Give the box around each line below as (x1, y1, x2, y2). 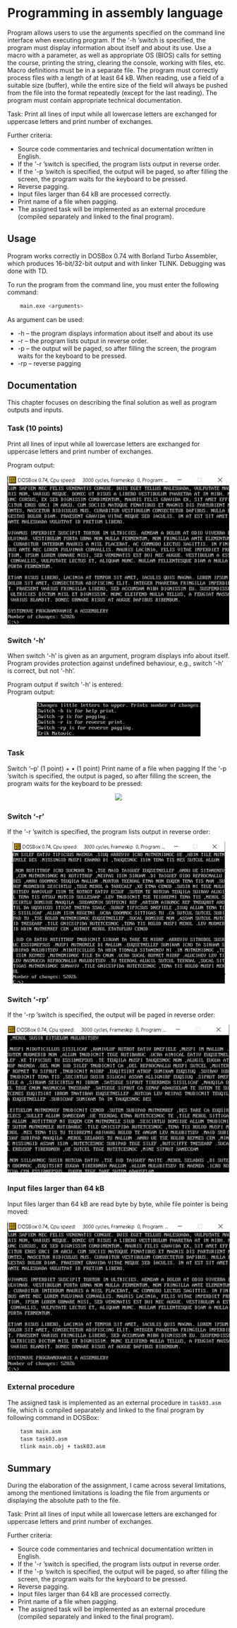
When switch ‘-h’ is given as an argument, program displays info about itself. (7, 652, 230, 660)
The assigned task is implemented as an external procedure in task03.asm (7, 1398, 221, 1407)
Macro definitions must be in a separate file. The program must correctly (7, 66, 219, 74)
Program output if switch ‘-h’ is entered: (7, 681, 123, 689)
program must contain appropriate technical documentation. (7, 96, 183, 104)
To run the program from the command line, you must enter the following (7, 280, 219, 289)
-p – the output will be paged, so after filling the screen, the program (17, 344, 217, 352)
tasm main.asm (20, 1428, 61, 1435)
